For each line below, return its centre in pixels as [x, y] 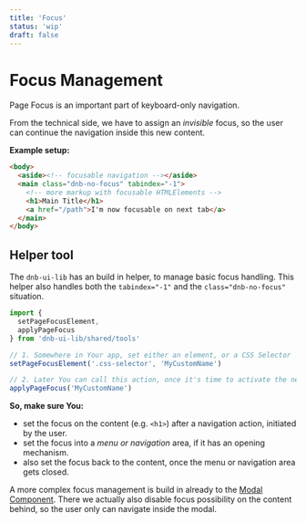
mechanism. [46, 453]
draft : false [34, 35]
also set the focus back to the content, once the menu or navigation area [159, 463]
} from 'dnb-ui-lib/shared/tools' [75, 339]
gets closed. [46, 472]
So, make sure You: [46, 406]
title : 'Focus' [38, 18]
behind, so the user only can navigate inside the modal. [113, 509]
